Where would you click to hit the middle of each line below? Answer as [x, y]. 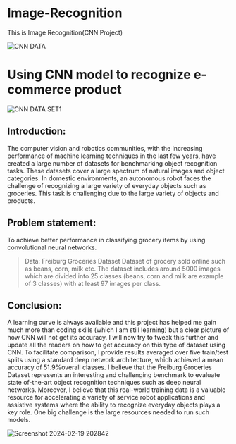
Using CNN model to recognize [99, 75]
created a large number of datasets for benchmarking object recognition [112, 163]
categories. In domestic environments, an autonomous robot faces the [109, 178]
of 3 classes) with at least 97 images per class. [92, 283]
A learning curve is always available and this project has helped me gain [112, 323]
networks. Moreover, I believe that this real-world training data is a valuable [117, 390]
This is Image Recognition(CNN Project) [65, 32]
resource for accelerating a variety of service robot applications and [106, 397]
